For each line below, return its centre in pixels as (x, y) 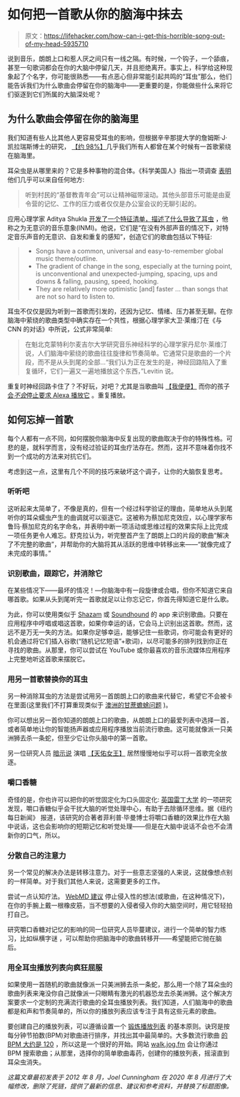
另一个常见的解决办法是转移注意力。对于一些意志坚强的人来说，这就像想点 (117, 873)
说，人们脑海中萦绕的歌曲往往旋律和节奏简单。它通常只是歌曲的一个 (125, 353)
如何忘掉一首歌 (40, 420)
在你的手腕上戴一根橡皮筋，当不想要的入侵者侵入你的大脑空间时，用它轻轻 (117, 906)
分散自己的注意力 (37, 856)
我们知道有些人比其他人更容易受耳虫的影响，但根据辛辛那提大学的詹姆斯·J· (117, 137)
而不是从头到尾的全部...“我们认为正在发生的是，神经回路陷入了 (129, 362)
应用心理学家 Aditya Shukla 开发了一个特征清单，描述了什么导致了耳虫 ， (115, 219)
